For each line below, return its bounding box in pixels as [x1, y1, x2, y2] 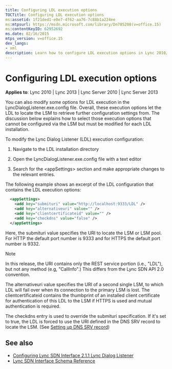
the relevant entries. [12, 171, 55, 178]
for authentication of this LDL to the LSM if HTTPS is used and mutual [5, 297, 152, 303]
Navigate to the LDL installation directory [12, 146, 99, 153]
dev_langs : [5, 41, 29, 46]
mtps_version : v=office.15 [5, 36, 63, 41]
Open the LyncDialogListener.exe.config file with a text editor [12, 156, 142, 162]
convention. [5, 271, 31, 277]
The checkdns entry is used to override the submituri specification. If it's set [5, 313, 166, 319]
